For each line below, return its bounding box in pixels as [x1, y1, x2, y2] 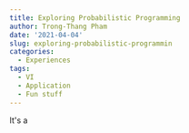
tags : [9, 65, 30, 74]
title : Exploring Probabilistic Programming [9, 13, 181, 23]
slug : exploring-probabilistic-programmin [9, 38, 173, 48]
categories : [9, 47, 55, 56]
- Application [17, 81, 71, 90]
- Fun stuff [17, 89, 64, 98]
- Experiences [17, 56, 71, 65]
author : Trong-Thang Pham [9, 22, 107, 31]
